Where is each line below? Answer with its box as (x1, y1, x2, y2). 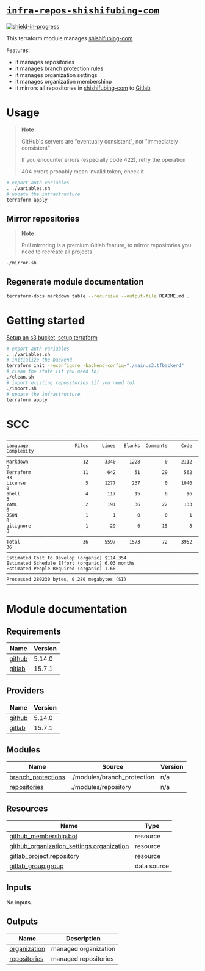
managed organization (51, 945, 116, 953)
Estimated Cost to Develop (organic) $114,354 (6, 555, 127, 561)
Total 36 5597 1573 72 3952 (6, 539, 192, 545)
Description (66, 934, 101, 943)
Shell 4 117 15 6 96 (6, 491, 192, 497)
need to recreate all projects (21, 248, 93, 255)
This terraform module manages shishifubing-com (6, 34, 133, 42)
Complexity (6, 448, 34, 454)
